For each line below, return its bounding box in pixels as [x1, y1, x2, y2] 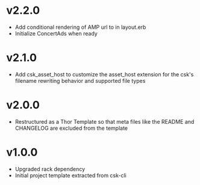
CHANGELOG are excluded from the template [14, 124, 128, 132]
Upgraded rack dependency [14, 165, 86, 172]
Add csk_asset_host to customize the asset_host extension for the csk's [14, 70, 194, 78]
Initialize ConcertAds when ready [14, 29, 98, 37]
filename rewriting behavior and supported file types [14, 77, 146, 84]
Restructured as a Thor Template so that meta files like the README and [14, 118, 195, 125]
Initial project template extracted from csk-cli [14, 172, 127, 179]
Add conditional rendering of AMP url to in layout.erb [14, 23, 146, 31]
